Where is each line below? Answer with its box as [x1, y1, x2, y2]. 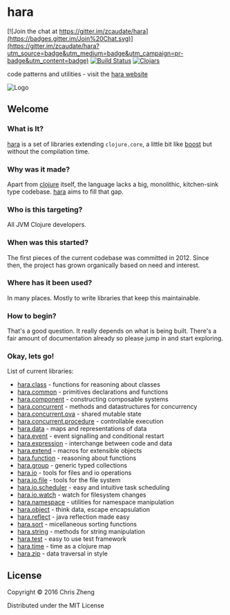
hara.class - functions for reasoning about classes [17, 380, 161, 389]
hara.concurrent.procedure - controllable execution [17, 417, 164, 425]
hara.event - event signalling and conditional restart [17, 432, 164, 440]
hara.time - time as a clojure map [17, 542, 112, 551]
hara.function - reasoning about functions [17, 454, 137, 462]
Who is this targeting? [7, 205, 83, 214]
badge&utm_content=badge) [7, 56, 89, 64]
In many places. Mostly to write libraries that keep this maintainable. [7, 293, 200, 302]
